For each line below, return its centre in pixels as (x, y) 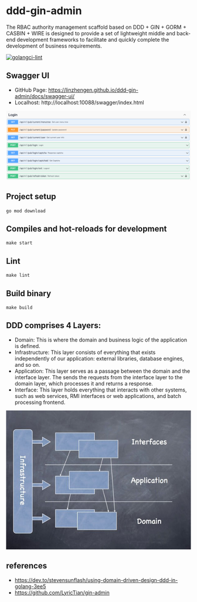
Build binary (29, 293)
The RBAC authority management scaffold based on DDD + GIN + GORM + (96, 27)
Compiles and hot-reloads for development (86, 228)
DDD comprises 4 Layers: (54, 325)
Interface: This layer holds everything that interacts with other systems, (101, 390)
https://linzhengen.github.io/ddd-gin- (93, 90)
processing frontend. (40, 402)
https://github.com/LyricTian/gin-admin (62, 593)
